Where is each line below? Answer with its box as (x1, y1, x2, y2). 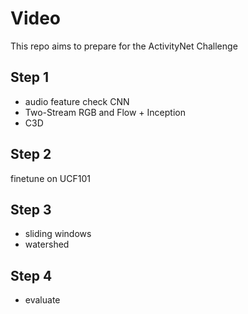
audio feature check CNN (24, 95, 130, 107)
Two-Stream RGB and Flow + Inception (24, 106, 186, 118)
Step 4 (10, 267, 53, 284)
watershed (24, 238, 70, 251)
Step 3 (10, 201, 52, 218)
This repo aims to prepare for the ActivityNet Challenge (10, 40, 238, 52)
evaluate (24, 294, 61, 306)
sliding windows (24, 228, 92, 240)
